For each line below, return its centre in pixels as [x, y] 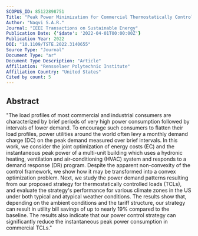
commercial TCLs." [29, 228]
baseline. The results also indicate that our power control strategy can [91, 215]
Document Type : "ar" [32, 55]
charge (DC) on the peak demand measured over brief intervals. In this [92, 140]
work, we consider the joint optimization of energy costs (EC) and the [90, 146]
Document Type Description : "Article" [54, 61]
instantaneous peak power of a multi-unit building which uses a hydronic [94, 152]
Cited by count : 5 [29, 77]
